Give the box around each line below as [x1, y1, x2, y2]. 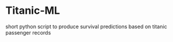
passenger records [5, 29, 51, 36]
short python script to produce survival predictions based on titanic [5, 23, 167, 30]
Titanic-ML [5, 4, 61, 17]
